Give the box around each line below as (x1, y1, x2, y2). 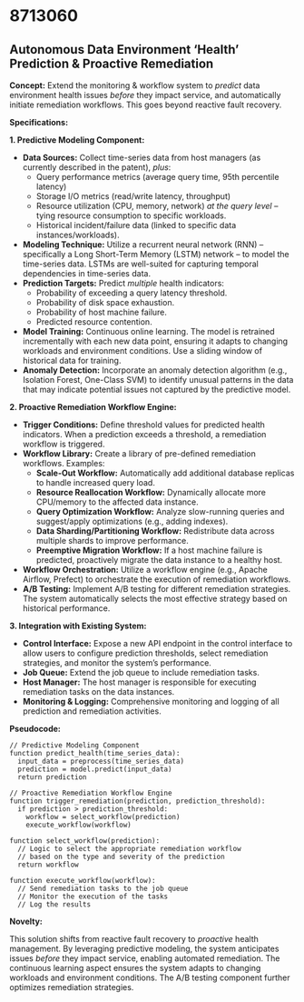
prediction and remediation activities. (22, 706, 162, 716)
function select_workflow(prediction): (9, 837, 161, 846)
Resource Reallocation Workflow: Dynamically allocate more (35, 487, 266, 497)
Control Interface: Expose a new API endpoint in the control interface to (22, 638, 293, 648)
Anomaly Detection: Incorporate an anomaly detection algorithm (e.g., (22, 365, 288, 376)
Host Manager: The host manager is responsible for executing (22, 676, 257, 687)
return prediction (17, 773, 88, 782)
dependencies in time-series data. (22, 268, 152, 278)
